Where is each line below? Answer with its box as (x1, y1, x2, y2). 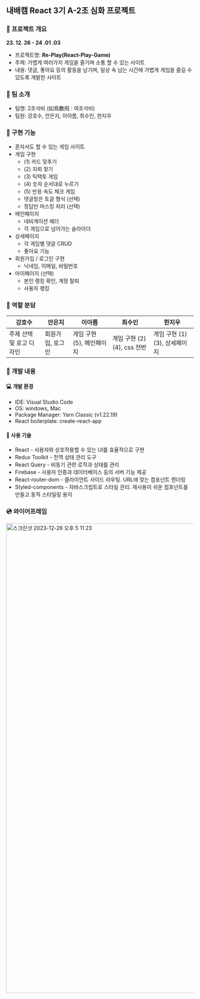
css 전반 (124, 343, 147, 351)
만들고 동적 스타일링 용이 (14, 491, 73, 498)
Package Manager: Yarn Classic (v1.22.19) (14, 411, 118, 418)
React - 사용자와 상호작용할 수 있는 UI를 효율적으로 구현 (14, 446, 145, 453)
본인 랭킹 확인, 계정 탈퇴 (23, 277, 80, 284)
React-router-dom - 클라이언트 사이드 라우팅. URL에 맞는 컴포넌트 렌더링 (14, 476, 186, 483)
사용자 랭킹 (23, 285, 49, 292)
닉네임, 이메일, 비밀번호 (23, 262, 79, 270)
